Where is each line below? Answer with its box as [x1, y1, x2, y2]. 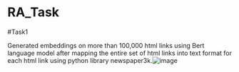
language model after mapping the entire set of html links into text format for [7, 49, 232, 57]
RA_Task [7, 4, 59, 20]
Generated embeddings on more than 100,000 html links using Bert [7, 41, 205, 49]
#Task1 [7, 28, 29, 36]
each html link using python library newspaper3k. [7, 56, 153, 64]
